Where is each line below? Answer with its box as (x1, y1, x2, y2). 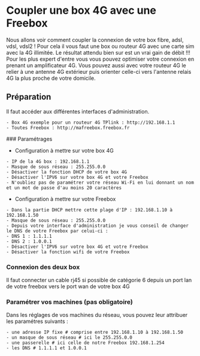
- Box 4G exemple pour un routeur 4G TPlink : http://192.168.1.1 (6, 119, 175, 125)
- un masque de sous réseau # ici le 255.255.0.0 (6, 334, 133, 341)
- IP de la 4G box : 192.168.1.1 (6, 158, 90, 164)
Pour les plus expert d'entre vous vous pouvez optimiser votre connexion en (6, 55, 195, 62)
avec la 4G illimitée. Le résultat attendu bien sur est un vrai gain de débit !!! (6, 49, 190, 56)
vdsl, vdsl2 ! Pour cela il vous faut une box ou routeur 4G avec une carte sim (6, 43, 195, 50)
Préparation (6, 92, 51, 102)
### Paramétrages (6, 135, 53, 142)
